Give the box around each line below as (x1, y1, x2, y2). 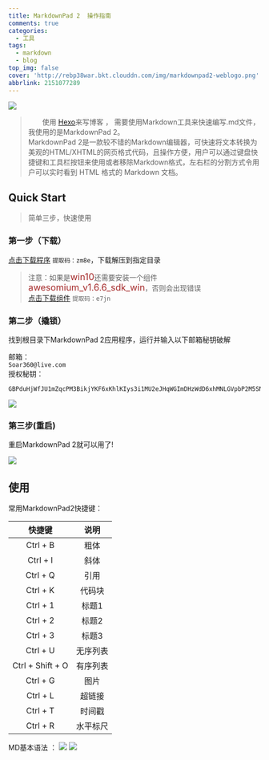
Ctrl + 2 (26, 615, 54, 626)
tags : (8, 42, 26, 50)
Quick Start (8, 190, 66, 205)
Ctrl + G (25, 675, 55, 686)
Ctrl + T (26, 705, 54, 717)
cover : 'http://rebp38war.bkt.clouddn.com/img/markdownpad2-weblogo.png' (8, 71, 260, 79)
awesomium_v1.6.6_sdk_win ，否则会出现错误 (27, 282, 202, 293)
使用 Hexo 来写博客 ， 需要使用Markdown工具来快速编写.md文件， (42, 117, 260, 127)
